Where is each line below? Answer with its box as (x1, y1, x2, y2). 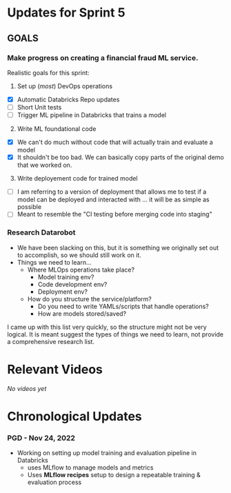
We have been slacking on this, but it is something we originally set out (17, 243, 219, 252)
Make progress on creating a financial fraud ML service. (7, 53, 199, 63)
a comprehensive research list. (7, 337, 95, 345)
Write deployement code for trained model (17, 174, 138, 183)
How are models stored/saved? (37, 309, 127, 318)
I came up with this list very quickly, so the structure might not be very (7, 323, 207, 331)
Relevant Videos (7, 361, 103, 377)
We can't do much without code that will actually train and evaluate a (17, 138, 214, 146)
